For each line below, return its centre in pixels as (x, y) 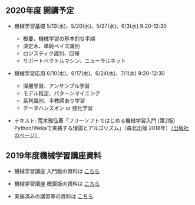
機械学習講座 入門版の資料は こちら (57, 171)
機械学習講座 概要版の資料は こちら (57, 183)
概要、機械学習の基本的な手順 (59, 38)
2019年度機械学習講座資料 (54, 156)
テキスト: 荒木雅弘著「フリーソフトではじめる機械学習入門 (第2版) (95, 121)
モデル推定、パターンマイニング (62, 93)
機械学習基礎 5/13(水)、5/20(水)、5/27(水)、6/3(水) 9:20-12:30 (90, 26)
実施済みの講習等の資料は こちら (54, 196)
